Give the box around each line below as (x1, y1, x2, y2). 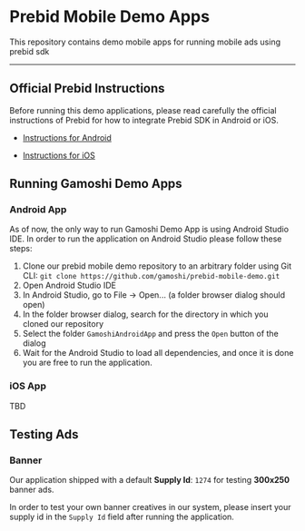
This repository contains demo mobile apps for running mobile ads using (9, 36, 281, 47)
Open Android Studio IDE (22, 280, 116, 291)
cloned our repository (22, 319, 104, 329)
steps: (9, 243, 33, 254)
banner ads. (9, 484, 54, 496)
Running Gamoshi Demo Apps (9, 176, 183, 192)
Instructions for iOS (22, 150, 95, 161)
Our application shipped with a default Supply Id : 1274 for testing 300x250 (9, 475, 290, 486)
